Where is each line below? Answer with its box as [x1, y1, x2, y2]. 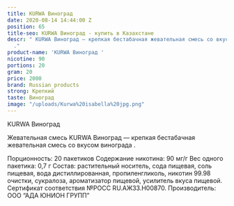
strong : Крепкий [7, 88, 54, 95]
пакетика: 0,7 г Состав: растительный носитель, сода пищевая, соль [7, 161, 212, 170]
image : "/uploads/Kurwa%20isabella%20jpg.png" [7, 101, 145, 108]
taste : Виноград [7, 95, 54, 102]
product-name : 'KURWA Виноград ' [7, 49, 104, 56]
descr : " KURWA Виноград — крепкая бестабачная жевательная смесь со [7, 36, 214, 43]
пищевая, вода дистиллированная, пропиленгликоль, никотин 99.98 [7, 168, 211, 177]
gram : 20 [7, 68, 33, 75]
